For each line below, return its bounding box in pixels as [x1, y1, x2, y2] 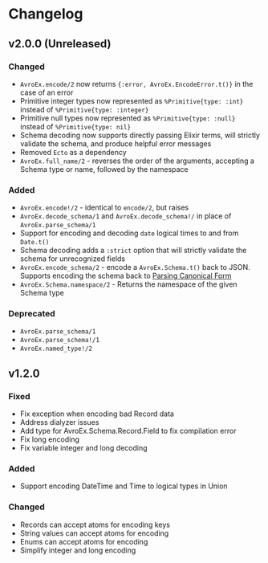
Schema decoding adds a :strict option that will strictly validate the [19, 246, 247, 255]
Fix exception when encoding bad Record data [19, 409, 175, 418]
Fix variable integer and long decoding [19, 443, 148, 453]
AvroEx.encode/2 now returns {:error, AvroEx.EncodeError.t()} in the [19, 79, 254, 88]
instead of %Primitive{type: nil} [19, 121, 131, 131]
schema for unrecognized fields [19, 254, 126, 263]
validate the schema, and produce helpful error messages [19, 138, 212, 149]
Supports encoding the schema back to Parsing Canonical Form [19, 271, 232, 281]
